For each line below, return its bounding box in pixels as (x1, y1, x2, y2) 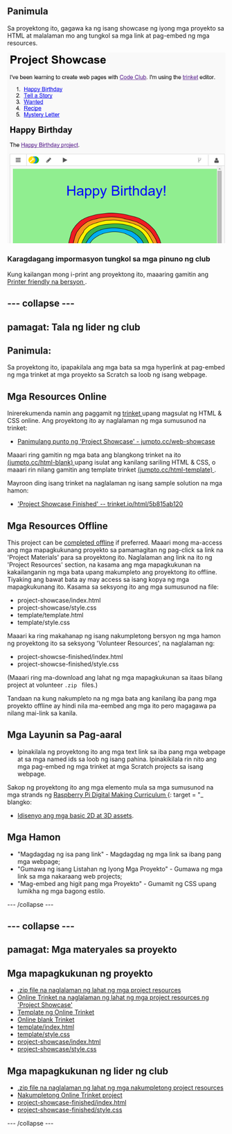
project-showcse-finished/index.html (17, 653, 123, 660)
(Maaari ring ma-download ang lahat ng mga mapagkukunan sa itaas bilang (7, 674, 223, 681)
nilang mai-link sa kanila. (7, 709, 78, 717)
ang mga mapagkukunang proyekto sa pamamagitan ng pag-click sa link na (7, 546, 224, 554)
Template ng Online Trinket (17, 1008, 95, 1017)
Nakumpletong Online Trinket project (17, 1091, 123, 1099)
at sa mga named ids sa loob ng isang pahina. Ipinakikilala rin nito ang (17, 755, 217, 763)
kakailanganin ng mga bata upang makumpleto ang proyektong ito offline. (7, 568, 217, 576)
